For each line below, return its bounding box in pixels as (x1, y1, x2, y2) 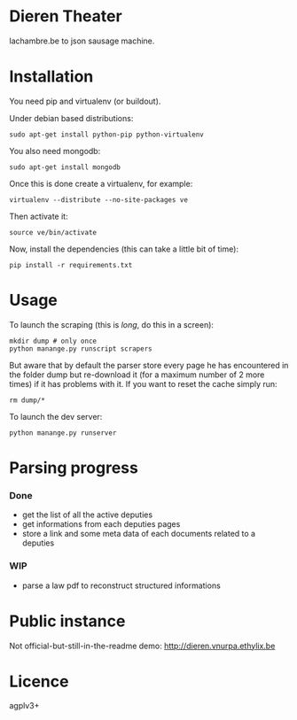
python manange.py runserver (9, 428, 117, 437)
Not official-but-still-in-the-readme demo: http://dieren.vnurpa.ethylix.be (9, 640, 276, 651)
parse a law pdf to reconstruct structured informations (21, 580, 222, 591)
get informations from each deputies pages (21, 519, 181, 530)
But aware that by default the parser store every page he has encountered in (9, 360, 289, 370)
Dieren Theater (9, 6, 122, 27)
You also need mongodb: (9, 145, 101, 156)
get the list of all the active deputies (21, 509, 153, 520)
